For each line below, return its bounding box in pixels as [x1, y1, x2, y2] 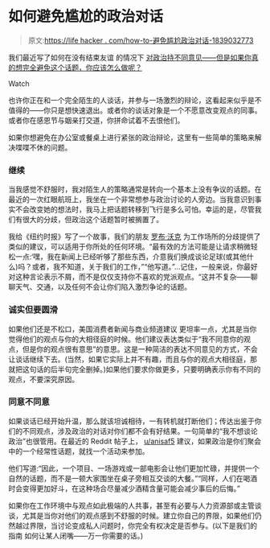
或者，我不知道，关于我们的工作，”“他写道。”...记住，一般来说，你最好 [31, 262, 259, 272]
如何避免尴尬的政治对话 [8, 7, 164, 26]
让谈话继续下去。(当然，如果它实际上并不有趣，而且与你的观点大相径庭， [8, 354, 251, 364]
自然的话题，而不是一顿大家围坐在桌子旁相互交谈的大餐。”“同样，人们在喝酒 [8, 473, 258, 483]
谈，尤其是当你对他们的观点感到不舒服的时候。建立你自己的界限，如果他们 [8, 510, 255, 520]
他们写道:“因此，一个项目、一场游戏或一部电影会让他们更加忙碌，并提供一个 [8, 464, 260, 473]
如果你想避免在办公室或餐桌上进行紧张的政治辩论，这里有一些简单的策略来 [8, 132, 255, 142]
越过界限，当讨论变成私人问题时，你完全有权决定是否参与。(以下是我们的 [14, 521, 258, 530]
